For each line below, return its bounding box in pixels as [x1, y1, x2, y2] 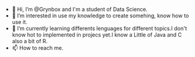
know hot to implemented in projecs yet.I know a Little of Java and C [11, 31, 182, 38]
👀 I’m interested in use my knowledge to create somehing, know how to [11, 12, 190, 19]
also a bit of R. [11, 38, 48, 44]
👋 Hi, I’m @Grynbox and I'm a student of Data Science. [11, 6, 148, 13]
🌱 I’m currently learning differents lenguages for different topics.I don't [11, 25, 188, 32]
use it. [11, 19, 28, 25]
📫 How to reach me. [11, 44, 64, 51]
